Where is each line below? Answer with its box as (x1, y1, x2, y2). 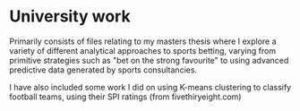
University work (9, 6, 132, 27)
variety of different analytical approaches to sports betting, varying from (9, 45, 276, 55)
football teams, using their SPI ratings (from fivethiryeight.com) (9, 91, 242, 102)
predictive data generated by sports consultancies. (9, 64, 198, 75)
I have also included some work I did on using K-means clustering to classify (9, 81, 292, 92)
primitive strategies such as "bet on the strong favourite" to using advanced (9, 55, 289, 65)
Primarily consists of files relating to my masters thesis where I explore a (9, 36, 277, 47)
